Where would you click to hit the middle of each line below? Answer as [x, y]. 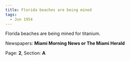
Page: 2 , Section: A [25, 53]
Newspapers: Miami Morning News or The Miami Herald [65, 43]
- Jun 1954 [21, 19]
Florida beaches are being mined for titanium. [53, 34]
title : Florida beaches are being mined [49, 10]
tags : [11, 15]
